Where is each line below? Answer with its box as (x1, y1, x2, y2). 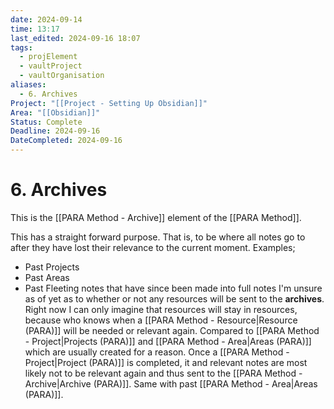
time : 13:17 (10, 24, 60, 34)
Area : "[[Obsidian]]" (10, 107, 101, 118)
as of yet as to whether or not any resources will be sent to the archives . (24, 292, 325, 305)
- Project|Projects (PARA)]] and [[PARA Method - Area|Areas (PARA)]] (24, 335, 312, 347)
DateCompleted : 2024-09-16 (10, 136, 123, 146)
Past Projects (24, 261, 80, 273)
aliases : (10, 80, 47, 90)
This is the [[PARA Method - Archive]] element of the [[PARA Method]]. (10, 211, 302, 223)
